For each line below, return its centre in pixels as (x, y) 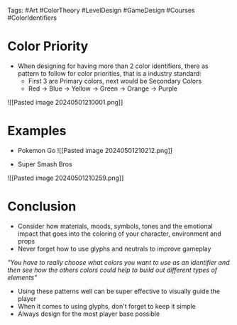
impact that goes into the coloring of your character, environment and (119, 234)
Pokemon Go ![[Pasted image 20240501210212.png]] (95, 150)
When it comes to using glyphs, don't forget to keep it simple (107, 306)
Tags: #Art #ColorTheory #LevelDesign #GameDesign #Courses (101, 10)
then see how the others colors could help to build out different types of (112, 270)
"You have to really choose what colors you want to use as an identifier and (118, 262)
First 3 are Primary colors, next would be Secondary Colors (115, 81)
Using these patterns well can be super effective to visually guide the (119, 291)
